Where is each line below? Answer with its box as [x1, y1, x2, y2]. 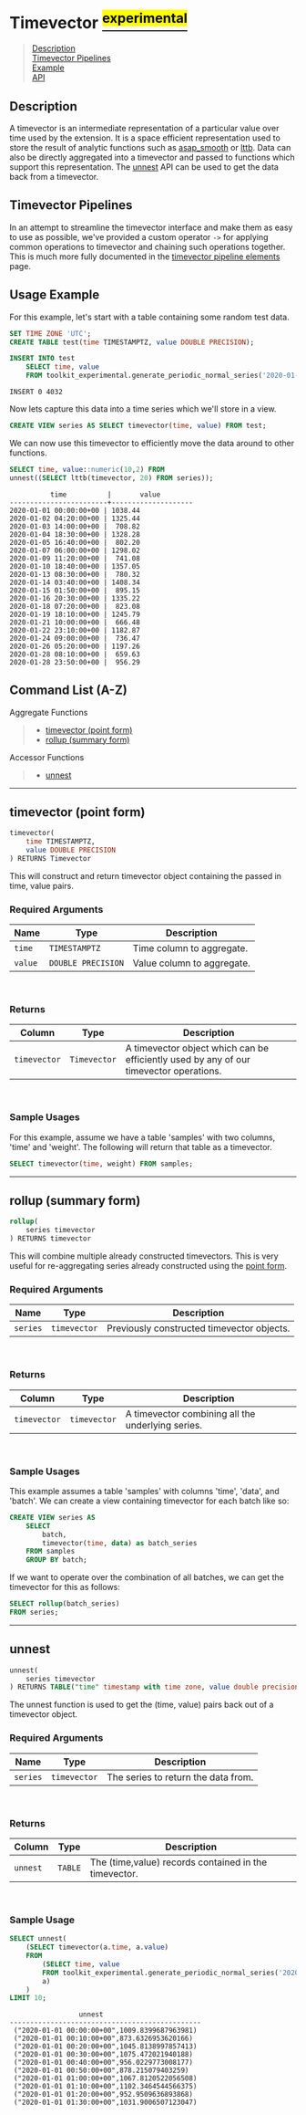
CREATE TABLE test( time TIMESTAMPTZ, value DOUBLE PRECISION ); [9, 338, 255, 347]
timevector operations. [125, 1064, 222, 1077]
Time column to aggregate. [132, 942, 249, 955]
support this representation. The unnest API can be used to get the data [9, 162, 280, 173]
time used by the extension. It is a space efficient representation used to [9, 132, 280, 143]
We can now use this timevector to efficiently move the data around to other [9, 437, 295, 448]
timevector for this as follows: [9, 1582, 121, 1593]
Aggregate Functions [9, 707, 88, 717]
